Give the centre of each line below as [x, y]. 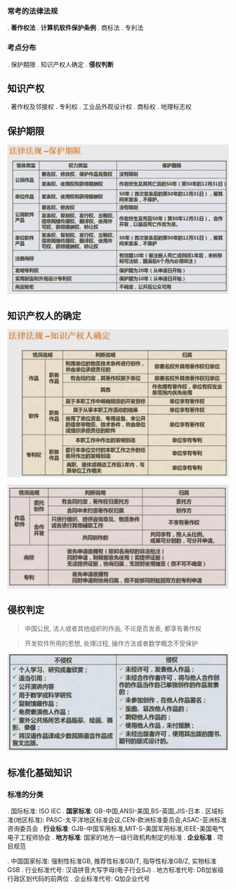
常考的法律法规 [33, 11]
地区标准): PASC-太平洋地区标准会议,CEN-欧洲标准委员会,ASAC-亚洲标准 [121, 819]
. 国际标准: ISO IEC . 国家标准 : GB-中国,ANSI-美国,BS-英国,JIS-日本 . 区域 [112, 811]
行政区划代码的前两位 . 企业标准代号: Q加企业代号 [79, 878]
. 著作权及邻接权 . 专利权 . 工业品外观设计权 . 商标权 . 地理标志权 [99, 107]
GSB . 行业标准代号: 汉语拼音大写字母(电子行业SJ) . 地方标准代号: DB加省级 [116, 869]
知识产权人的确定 [44, 316]
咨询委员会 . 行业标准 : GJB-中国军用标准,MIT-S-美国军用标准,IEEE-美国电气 [116, 828]
